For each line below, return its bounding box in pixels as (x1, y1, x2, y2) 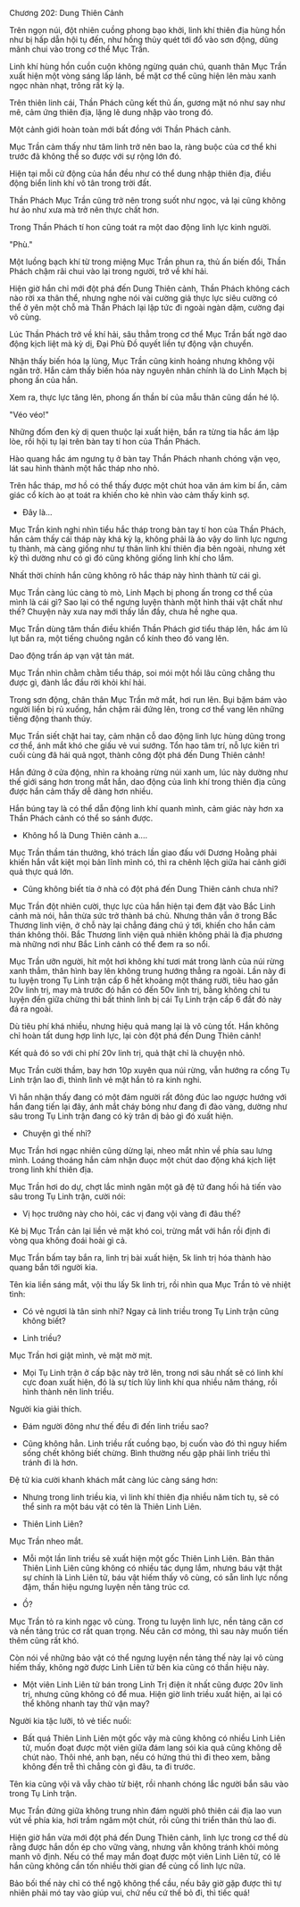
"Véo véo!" (9, 410, 49, 420)
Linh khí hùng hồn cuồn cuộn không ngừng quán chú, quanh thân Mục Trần (9, 62, 287, 71)
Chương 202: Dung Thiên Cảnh (9, 8, 124, 18)
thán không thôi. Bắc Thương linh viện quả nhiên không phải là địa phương (9, 929, 283, 940)
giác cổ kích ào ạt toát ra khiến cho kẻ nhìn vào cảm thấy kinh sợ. (9, 490, 250, 500)
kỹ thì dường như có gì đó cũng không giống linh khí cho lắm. (9, 553, 235, 563)
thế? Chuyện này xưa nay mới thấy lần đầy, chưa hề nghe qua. (9, 606, 238, 617)
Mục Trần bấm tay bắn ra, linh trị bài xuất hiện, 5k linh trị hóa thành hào (9, 1253, 271, 1262)
